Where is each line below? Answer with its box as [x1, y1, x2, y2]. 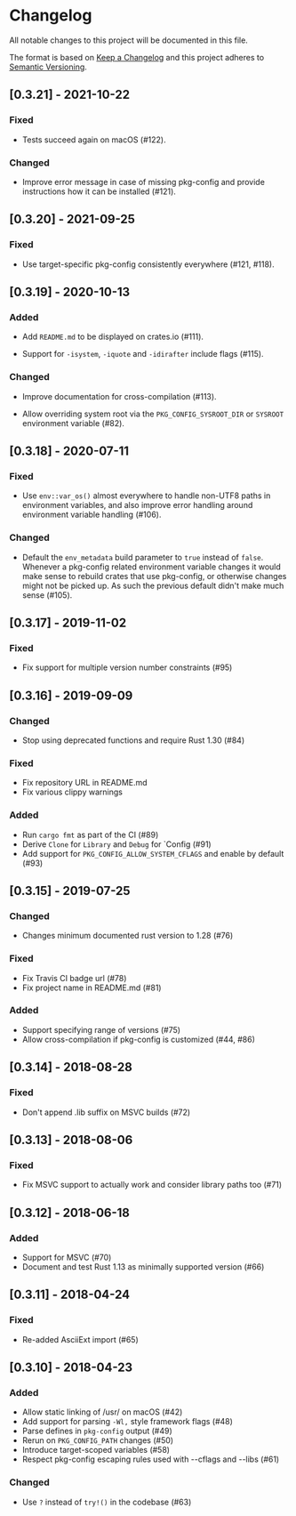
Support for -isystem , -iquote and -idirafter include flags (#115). [21, 349, 264, 359]
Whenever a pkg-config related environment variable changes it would [21, 561, 282, 572]
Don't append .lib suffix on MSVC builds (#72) [21, 1107, 191, 1117]
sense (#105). [21, 589, 73, 601]
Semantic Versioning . [9, 61, 87, 72]
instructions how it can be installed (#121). [21, 186, 176, 197]
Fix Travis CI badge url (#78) [21, 972, 127, 983]
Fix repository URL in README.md [21, 778, 148, 788]
